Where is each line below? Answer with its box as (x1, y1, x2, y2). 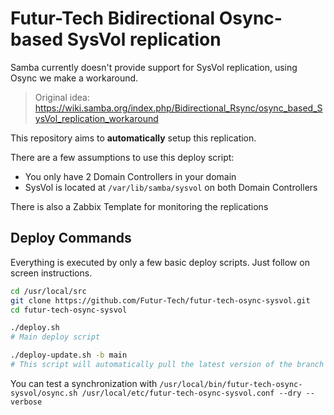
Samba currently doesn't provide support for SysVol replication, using (10, 61, 298, 73)
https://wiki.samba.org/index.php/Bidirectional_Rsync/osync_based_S (34, 102, 323, 114)
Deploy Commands (10, 230, 132, 247)
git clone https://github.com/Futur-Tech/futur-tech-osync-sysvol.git (10, 295, 311, 306)
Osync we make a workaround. (10, 72, 139, 84)
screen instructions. (10, 267, 93, 279)
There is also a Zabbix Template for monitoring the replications (10, 200, 269, 212)
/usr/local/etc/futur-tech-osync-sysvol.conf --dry (81, 388, 302, 398)
